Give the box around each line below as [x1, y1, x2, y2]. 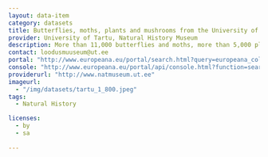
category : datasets [8, 19, 73, 27]
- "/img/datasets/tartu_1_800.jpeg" [15, 85, 137, 94]
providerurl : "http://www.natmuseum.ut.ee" [8, 71, 156, 78]
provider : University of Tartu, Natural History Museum [8, 33, 198, 42]
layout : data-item [8, 11, 69, 20]
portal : [8, 56, 34, 64]
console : [8, 63, 37, 71]
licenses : [8, 114, 41, 123]
